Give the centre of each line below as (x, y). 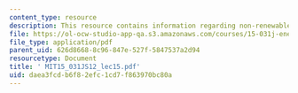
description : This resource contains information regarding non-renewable (150, 26)
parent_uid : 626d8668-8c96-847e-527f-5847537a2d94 (105, 50)
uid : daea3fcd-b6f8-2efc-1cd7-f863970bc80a (91, 75)
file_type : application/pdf (61, 42)
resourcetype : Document (53, 58)
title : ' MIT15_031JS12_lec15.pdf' (75, 67)
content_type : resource (53, 17)
